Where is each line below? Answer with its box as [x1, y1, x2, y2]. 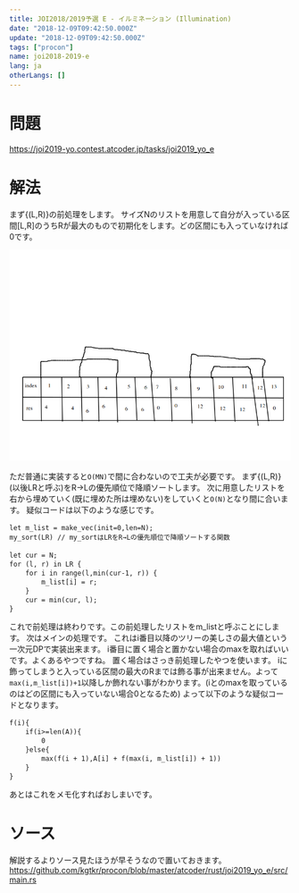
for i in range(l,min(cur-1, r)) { [25, 569, 158, 577]
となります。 [16, 699, 64, 710]
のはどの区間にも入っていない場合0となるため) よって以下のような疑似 [9, 688, 269, 699]
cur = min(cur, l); [25, 595, 98, 604]
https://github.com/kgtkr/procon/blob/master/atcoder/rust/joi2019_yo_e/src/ [9, 864, 288, 875]
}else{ [25, 745, 50, 754]
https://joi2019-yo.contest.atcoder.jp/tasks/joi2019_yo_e [9, 143, 215, 154]
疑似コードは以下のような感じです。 [26, 504, 159, 515]
